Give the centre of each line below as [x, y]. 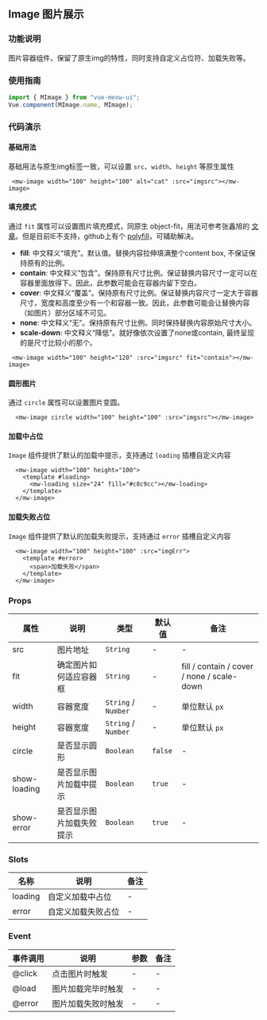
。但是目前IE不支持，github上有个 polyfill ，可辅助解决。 [107, 236]
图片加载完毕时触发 [88, 988]
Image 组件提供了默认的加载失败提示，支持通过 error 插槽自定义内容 [120, 536]
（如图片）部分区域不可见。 [65, 313]
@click [25, 973]
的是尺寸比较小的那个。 [58, 343]
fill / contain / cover [218, 666]
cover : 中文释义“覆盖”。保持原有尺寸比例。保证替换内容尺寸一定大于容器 [139, 293]
